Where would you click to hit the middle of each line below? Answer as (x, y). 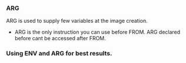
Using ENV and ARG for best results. (59, 54)
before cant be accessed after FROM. (60, 38)
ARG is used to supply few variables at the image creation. (77, 21)
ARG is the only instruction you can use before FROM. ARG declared (97, 32)
